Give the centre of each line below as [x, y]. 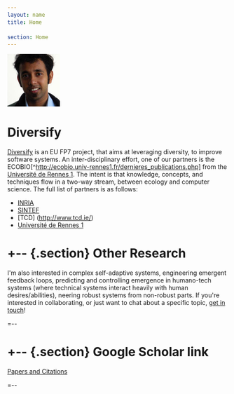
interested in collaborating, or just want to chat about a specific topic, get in [116, 303]
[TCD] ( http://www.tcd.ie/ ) [55, 218]
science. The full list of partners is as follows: [73, 189]
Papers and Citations [37, 372]
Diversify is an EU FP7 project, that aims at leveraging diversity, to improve [115, 152]
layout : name [26, 15]
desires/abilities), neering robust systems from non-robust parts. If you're [113, 295]
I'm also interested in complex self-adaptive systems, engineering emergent [117, 273]
